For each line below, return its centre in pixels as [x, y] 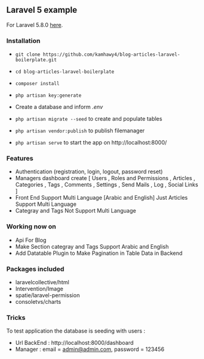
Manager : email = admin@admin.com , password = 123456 [90, 349]
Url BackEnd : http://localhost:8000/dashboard [74, 343]
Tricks [16, 317]
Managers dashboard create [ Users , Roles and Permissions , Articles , [105, 178]
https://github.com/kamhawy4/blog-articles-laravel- [111, 55]
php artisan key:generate [48, 96]
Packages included [35, 269]
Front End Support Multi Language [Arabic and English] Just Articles [101, 198]
